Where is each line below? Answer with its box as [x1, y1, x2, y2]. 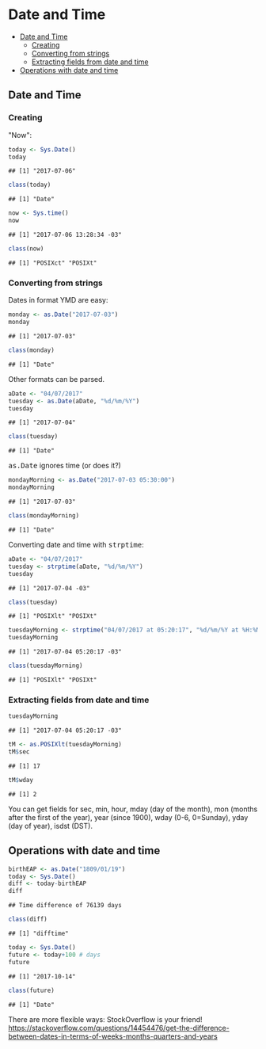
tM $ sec [8, 748, 30, 756]
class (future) [8, 986, 55, 994]
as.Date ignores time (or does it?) [8, 461, 121, 471]
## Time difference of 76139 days [8, 902, 123, 910]
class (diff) [8, 915, 47, 924]
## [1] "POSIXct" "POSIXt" [8, 259, 97, 267]
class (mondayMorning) [8, 512, 80, 520]
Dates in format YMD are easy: [8, 296, 108, 305]
